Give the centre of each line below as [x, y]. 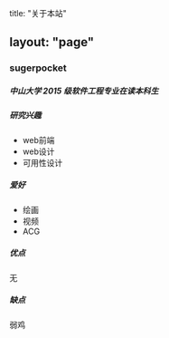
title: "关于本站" [38, 13]
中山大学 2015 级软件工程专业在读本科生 [84, 91]
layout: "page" [52, 42]
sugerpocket [38, 68]
